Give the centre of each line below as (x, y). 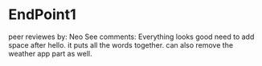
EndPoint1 (42, 15)
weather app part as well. (50, 53)
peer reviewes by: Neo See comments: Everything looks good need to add (131, 37)
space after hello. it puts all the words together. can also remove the (121, 45)
